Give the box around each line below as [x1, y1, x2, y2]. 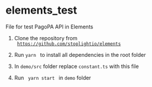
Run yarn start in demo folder [14, 74, 91, 81]
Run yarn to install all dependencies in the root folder [14, 51, 146, 58]
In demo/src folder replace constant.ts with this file [14, 63, 139, 70]
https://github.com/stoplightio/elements [17, 41, 121, 47]
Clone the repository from [14, 34, 78, 41]
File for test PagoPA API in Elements [5, 23, 93, 30]
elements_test [5, 4, 78, 17]
